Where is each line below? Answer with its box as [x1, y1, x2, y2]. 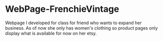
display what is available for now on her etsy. [5, 30, 97, 36]
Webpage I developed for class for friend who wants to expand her [5, 20, 142, 26]
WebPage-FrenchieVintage [5, 3, 119, 15]
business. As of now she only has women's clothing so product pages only [5, 25, 158, 31]
